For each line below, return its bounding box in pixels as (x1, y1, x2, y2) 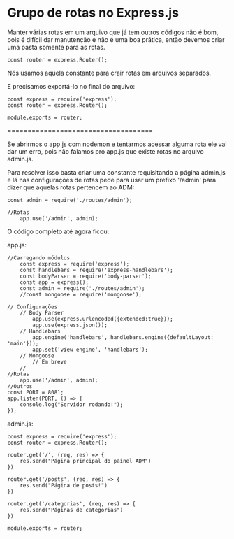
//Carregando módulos (7, 254, 71, 261)
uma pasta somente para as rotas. (7, 43, 105, 51)
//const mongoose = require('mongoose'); (20, 291, 142, 298)
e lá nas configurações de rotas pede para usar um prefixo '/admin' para (7, 175, 217, 184)
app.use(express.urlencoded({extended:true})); (32, 315, 173, 322)
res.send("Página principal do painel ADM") (20, 457, 152, 464)
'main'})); (7, 340, 39, 347)
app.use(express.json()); (32, 322, 108, 329)
